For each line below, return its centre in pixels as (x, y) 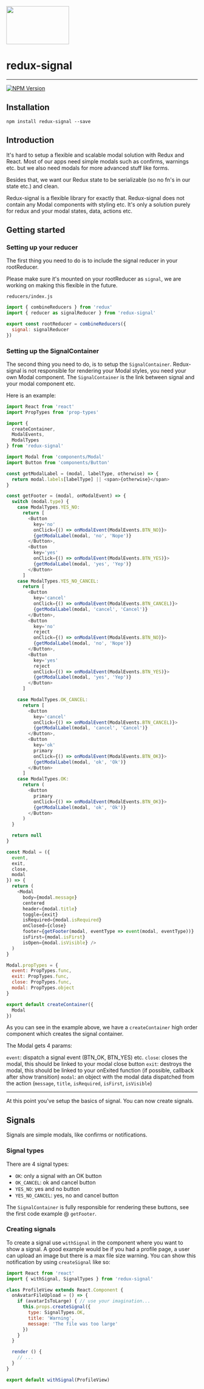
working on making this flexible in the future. (62, 285)
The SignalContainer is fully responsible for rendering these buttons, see (98, 1207)
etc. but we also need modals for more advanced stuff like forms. (88, 168)
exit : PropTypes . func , (40, 977)
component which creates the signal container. (65, 1034)
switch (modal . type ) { (40, 502)
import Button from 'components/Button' (58, 462)
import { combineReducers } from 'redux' (59, 307)
